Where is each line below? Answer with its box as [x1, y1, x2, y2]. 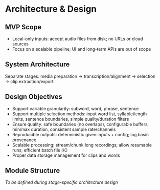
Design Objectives [5, 93, 63, 101]
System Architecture [5, 60, 70, 69]
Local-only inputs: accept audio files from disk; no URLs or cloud [12, 36, 143, 42]
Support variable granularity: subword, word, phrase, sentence [12, 106, 139, 111]
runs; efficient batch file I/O [12, 147, 68, 153]
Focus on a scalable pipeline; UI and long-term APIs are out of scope [12, 46, 151, 52]
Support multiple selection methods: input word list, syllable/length [12, 111, 147, 117]
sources [12, 41, 29, 47]
